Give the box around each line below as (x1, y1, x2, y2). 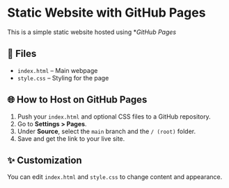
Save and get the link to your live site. (17, 134, 125, 143)
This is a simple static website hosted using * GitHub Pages (7, 28, 176, 36)
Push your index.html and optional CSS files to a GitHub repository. (17, 112, 211, 121)
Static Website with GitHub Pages (7, 5, 206, 21)
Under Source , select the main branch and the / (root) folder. (17, 127, 196, 135)
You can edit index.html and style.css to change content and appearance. (7, 173, 223, 181)
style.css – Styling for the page (17, 74, 109, 82)
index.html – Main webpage (17, 66, 98, 74)
